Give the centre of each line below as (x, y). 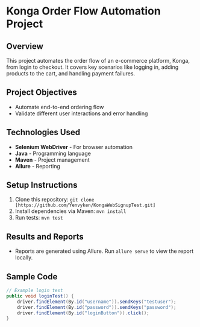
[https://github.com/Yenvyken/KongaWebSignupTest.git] (85, 205)
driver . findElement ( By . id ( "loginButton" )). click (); (83, 313)
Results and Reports (45, 237)
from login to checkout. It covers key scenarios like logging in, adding (92, 67)
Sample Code (32, 277)
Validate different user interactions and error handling (81, 113)
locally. (24, 258)
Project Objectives (42, 93)
